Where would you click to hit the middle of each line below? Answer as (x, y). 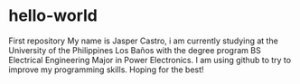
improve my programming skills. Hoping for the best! (106, 70)
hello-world (53, 16)
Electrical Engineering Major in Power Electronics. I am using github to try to (150, 60)
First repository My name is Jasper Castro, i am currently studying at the (144, 41)
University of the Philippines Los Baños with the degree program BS (135, 50)
